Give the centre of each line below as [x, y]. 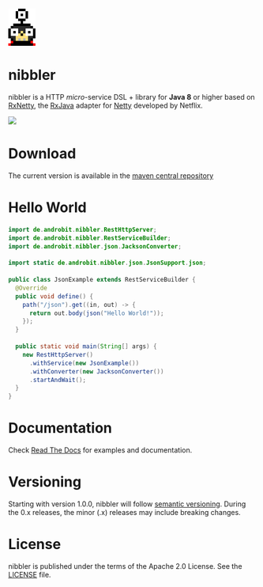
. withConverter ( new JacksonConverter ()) [96, 371]
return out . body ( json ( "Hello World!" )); [96, 313]
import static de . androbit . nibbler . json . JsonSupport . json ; [107, 263]
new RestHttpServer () [58, 354]
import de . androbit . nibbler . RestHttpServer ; [83, 229]
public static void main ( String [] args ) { [86, 347]
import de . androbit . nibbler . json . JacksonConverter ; [95, 246]
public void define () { [54, 296]
